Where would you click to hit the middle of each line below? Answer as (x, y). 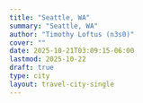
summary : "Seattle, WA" (54, 26)
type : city (30, 76)
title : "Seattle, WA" (50, 17)
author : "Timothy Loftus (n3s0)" (72, 34)
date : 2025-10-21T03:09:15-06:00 (72, 51)
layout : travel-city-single (62, 84)
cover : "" (28, 43)
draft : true (31, 68)
